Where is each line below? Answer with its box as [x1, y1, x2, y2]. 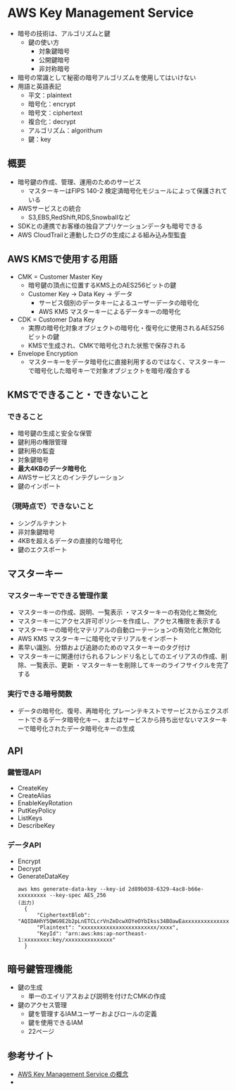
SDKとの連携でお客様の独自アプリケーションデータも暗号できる [17, 221, 203, 230]
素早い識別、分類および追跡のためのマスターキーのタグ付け [17, 643, 191, 652]
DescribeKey [17, 822, 55, 830]
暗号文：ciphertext [27, 108, 83, 117]
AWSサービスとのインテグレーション [17, 473, 125, 482]
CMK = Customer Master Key [17, 272, 103, 281]
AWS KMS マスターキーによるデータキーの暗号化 [38, 307, 181, 315]
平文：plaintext [27, 90, 72, 99]
